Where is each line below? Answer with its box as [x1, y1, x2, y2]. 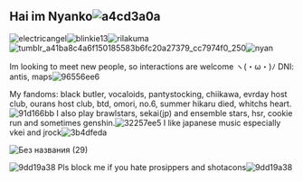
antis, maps [9, 71, 52, 82]
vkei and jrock [9, 127, 62, 138]
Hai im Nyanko [9, 9, 93, 24]
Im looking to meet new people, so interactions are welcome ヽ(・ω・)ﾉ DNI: [9, 60, 295, 72]
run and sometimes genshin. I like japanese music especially [9, 117, 281, 128]
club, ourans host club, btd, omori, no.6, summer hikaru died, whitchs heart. [9, 98, 292, 109]
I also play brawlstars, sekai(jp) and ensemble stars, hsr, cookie [56, 107, 293, 118]
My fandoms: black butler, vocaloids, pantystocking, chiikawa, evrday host [9, 88, 288, 99]
